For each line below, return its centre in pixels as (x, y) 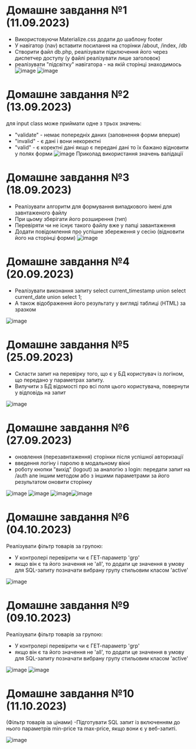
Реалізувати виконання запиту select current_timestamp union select (100, 291)
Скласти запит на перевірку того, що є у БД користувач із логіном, (99, 373)
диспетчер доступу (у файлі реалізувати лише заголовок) (87, 58)
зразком (25, 309)
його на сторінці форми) (45, 237)
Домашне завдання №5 (68, 345)
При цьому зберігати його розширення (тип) (71, 219)
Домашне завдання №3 (68, 178)
